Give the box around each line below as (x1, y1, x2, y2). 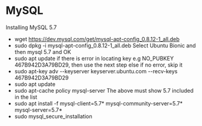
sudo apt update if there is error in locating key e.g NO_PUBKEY (14, 55, 174, 62)
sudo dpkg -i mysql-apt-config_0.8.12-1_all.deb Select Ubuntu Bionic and (14, 42, 196, 49)
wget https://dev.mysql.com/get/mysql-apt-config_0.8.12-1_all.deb (14, 35, 180, 42)
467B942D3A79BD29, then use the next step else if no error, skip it (14, 61, 183, 68)
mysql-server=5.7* (14, 106, 63, 113)
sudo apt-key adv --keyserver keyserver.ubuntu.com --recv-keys (14, 67, 178, 75)
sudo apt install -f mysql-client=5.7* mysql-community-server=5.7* (14, 99, 183, 107)
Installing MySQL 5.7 (5, 24, 57, 31)
